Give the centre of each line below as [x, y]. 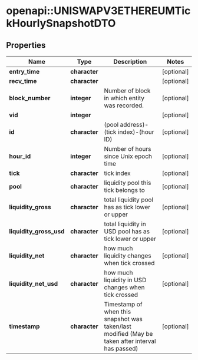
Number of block [127, 91]
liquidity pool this [128, 183]
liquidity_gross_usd [37, 231]
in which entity [124, 98]
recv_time [23, 81]
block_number [30, 98]
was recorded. [124, 105]
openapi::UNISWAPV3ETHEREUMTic [98, 11]
